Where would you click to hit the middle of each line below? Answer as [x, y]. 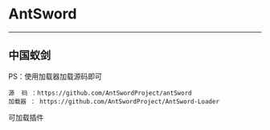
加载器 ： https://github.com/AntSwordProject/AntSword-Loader [114, 101]
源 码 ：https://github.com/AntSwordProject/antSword [100, 93]
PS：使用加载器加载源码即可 [55, 76]
